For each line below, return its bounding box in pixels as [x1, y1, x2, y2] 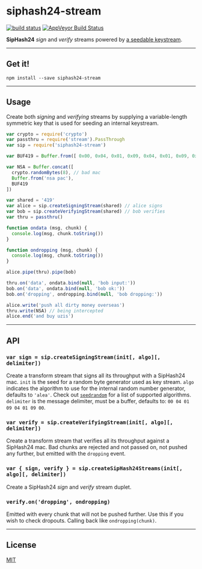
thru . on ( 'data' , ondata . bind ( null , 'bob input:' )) [6, 280, 136, 286]
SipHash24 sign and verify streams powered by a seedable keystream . [6, 36, 182, 43]
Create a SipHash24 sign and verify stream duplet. [6, 483, 132, 491]
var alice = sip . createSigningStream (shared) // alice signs [6, 203, 163, 209]
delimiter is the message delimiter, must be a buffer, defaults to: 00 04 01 [6, 398, 189, 404]
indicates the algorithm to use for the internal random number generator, [6, 385, 186, 392]
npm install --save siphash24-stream [6, 75, 101, 81]
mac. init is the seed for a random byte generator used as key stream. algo [6, 379, 194, 385]
